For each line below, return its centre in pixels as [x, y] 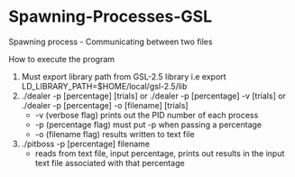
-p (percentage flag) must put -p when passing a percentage [148, 125]
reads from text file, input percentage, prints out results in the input [160, 153]
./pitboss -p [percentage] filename [86, 144]
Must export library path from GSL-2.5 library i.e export [124, 76]
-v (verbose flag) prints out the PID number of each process [147, 115]
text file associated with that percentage [110, 163]
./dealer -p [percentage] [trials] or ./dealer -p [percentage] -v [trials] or [153, 96]
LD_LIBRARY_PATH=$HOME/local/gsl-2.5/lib [104, 86]
